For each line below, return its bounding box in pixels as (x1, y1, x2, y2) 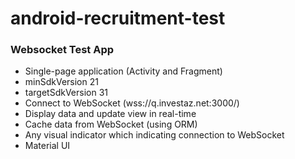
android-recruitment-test (10, 7, 226, 30)
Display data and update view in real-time (24, 108, 197, 120)
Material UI (24, 140, 71, 152)
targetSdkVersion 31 (24, 87, 109, 99)
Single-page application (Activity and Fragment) (24, 65, 223, 77)
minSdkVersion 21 (24, 76, 99, 88)
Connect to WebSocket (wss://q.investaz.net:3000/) (24, 97, 240, 109)
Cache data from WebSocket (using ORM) (24, 118, 198, 131)
